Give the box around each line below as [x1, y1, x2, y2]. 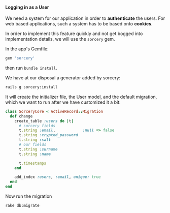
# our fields [18, 142, 47, 147]
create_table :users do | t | [14, 118, 74, 124]
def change [10, 113, 33, 119]
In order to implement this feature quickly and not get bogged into [5, 31, 143, 37]
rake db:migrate [5, 203, 40, 208]
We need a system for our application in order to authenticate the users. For [5, 15, 165, 21]
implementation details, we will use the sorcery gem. [5, 36, 115, 42]
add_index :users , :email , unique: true [14, 174, 101, 180]
